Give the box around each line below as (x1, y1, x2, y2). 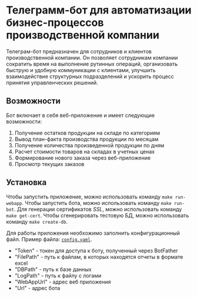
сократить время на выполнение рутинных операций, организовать (6, 60, 178, 67)
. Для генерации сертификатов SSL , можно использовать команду (14, 205, 182, 212)
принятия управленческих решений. (6, 79, 98, 86)
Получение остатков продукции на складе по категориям (14, 129, 161, 136)
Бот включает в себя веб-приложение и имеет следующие (6, 112, 155, 119)
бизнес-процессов (6, 16, 104, 29)
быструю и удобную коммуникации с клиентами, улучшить (6, 66, 156, 73)
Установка (6, 177, 47, 188)
